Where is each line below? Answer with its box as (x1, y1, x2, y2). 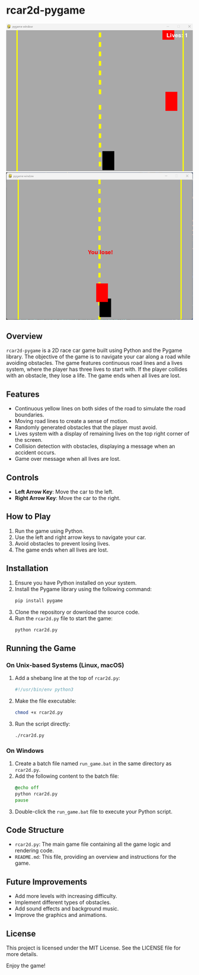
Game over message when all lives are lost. (14, 456, 121, 463)
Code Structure (6, 825, 64, 835)
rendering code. (14, 847, 54, 854)
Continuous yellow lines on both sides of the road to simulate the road (14, 405, 186, 412)
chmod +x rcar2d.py (14, 709, 63, 716)
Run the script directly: (14, 720, 70, 727)
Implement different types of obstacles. (14, 899, 111, 906)
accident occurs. (14, 449, 56, 456)
